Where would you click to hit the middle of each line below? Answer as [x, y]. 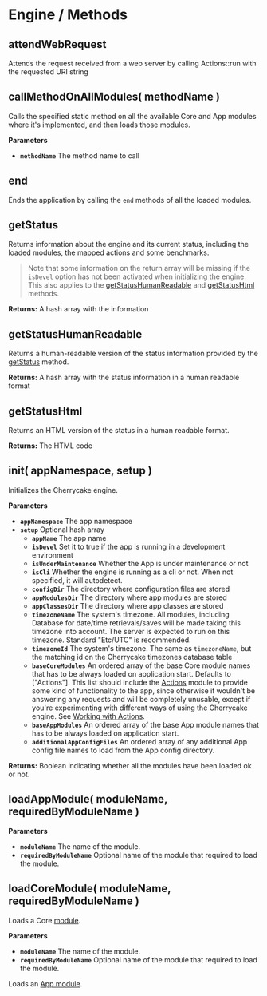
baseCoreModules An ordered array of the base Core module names [141, 665]
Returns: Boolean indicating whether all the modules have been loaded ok [130, 765]
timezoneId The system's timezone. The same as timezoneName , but [141, 648]
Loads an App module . [45, 983]
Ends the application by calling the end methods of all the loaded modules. [130, 200]
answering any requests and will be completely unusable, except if [141, 699]
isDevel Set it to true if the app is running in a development [128, 546]
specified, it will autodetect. [77, 580]
